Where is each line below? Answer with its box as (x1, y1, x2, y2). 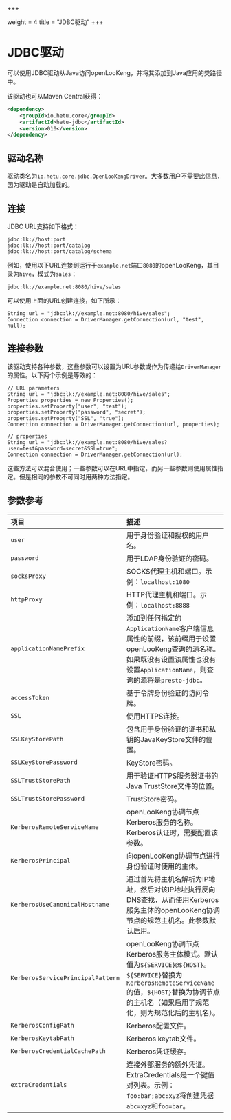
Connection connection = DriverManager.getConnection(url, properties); (7, 421, 220, 428)
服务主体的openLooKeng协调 (126, 905, 220, 914)
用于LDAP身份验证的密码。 (126, 553, 214, 563)
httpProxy (10, 595, 43, 603)
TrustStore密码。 (126, 794, 181, 803)
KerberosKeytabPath (10, 1034, 74, 1042)
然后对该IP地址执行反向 (140, 884, 216, 894)
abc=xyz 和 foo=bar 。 (126, 1101, 190, 1110)
